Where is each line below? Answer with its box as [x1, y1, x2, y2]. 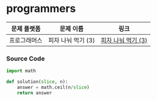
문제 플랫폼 [11, 25, 41, 33]
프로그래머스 [9, 36, 43, 44]
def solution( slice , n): [6, 79, 68, 85]
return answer [17, 90, 52, 96]
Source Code [6, 54, 45, 63]
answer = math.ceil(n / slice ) [17, 84, 90, 90]
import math [6, 68, 36, 74]
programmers [6, 2, 76, 16]
